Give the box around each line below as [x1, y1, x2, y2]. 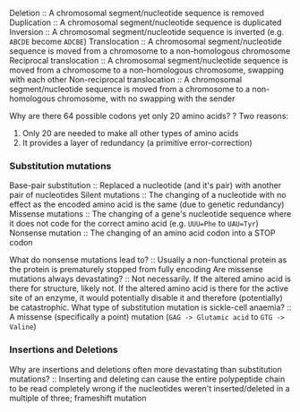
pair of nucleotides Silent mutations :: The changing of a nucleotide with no [9, 190, 287, 201]
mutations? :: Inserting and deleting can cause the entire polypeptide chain [9, 373, 286, 384]
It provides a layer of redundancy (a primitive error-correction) [21, 138, 253, 148]
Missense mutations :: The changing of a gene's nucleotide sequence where [9, 209, 292, 219]
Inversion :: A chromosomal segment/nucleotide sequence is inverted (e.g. [9, 27, 285, 37]
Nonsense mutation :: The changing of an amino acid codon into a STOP [9, 227, 276, 238]
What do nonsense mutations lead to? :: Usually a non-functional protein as [9, 254, 287, 265]
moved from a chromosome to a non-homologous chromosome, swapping [9, 64, 285, 75]
